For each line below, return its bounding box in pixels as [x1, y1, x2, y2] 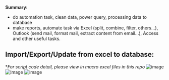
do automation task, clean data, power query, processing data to [12, 14, 147, 20]
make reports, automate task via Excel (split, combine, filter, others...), [12, 25, 158, 31]
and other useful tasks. [12, 35, 61, 42]
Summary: [5, 5, 28, 10]
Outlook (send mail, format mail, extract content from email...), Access [12, 30, 159, 36]
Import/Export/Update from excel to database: [5, 50, 154, 59]
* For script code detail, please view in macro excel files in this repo [5, 63, 145, 70]
